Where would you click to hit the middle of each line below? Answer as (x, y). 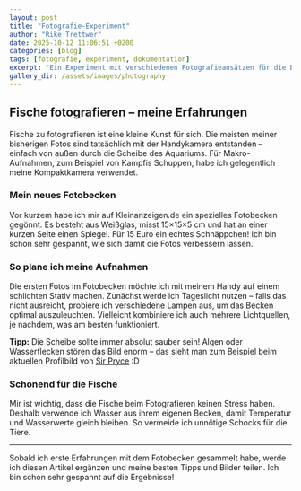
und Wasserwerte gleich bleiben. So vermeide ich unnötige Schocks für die (148, 423)
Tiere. (20, 433)
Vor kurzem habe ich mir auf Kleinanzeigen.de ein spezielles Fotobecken (143, 215)
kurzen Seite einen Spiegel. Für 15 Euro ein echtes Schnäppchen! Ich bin (143, 233)
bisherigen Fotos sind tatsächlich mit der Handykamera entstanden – (136, 144)
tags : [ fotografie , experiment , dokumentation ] (100, 59)
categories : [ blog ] (46, 51)
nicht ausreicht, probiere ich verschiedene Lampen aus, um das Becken (142, 305)
